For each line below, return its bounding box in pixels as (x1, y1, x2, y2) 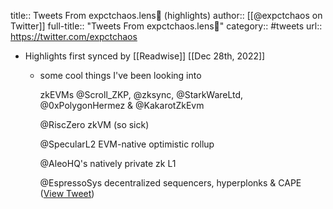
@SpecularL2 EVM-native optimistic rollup (39, 138, 215, 150)
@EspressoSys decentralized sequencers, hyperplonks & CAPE (39, 177, 302, 189)
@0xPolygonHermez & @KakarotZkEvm (39, 100, 205, 111)
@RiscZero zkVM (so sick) (39, 119, 150, 130)
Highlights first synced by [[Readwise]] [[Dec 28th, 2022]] (24, 50, 266, 62)
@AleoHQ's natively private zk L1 (39, 158, 177, 169)
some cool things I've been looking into (39, 70, 202, 81)
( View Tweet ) (39, 188, 95, 199)
